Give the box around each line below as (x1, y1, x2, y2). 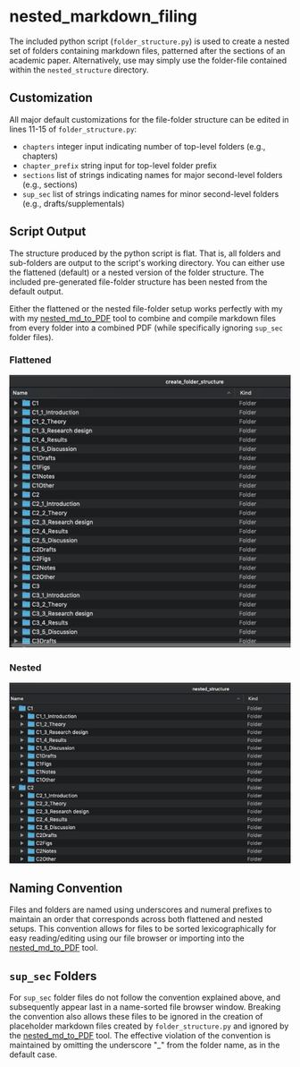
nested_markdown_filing (9, 6, 198, 27)
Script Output (9, 224, 87, 239)
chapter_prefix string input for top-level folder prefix (21, 159, 217, 171)
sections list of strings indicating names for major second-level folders (21, 169, 283, 180)
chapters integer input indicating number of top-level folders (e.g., (21, 141, 266, 151)
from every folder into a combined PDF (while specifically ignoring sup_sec (9, 322, 284, 333)
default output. (9, 286, 64, 296)
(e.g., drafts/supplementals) (21, 198, 125, 209)
